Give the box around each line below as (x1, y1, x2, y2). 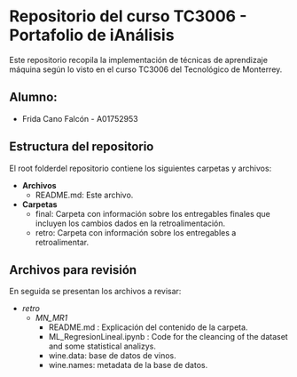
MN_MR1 (35, 313, 68, 324)
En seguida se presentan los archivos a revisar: (9, 286, 182, 297)
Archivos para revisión (9, 262, 137, 277)
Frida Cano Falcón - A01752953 (21, 113, 139, 124)
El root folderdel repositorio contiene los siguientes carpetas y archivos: (9, 163, 272, 173)
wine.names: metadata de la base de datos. (48, 360, 208, 371)
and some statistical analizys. (48, 341, 157, 352)
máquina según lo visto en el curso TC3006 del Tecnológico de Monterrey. (9, 64, 283, 75)
